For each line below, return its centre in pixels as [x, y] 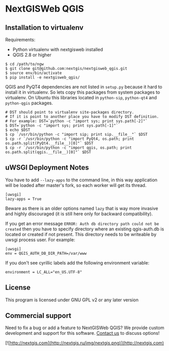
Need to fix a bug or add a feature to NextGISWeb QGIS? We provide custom [85, 328]
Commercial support [38, 316]
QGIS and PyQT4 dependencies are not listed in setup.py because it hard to [84, 87]
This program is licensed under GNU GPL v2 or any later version [72, 300]
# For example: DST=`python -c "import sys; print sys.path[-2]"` [76, 121]
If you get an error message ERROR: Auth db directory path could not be [82, 223]
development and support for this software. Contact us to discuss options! [82, 333]
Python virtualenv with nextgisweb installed [58, 49]
